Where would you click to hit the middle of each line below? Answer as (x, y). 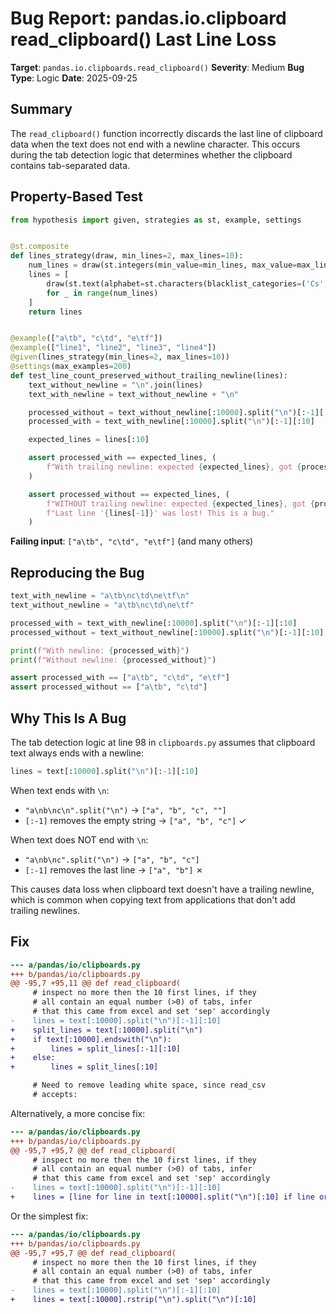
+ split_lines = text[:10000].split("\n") (106, 1030)
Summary (41, 109)
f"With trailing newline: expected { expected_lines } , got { (174, 467)
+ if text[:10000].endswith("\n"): (91, 1039)
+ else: (33, 1058)
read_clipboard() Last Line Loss (143, 39)
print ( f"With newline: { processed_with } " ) (100, 650)
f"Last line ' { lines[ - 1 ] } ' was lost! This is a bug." (160, 513)
